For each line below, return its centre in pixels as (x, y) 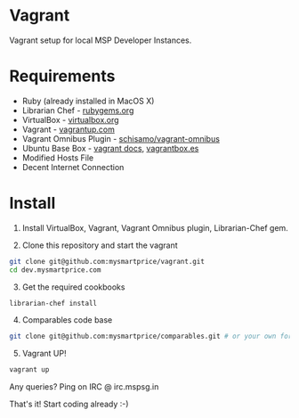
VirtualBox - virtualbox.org (70, 119)
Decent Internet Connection (73, 167)
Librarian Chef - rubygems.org (78, 110)
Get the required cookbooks (73, 287)
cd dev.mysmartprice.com (55, 270)
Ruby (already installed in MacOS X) (88, 101)
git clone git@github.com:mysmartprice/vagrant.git (107, 261)
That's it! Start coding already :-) (69, 404)
